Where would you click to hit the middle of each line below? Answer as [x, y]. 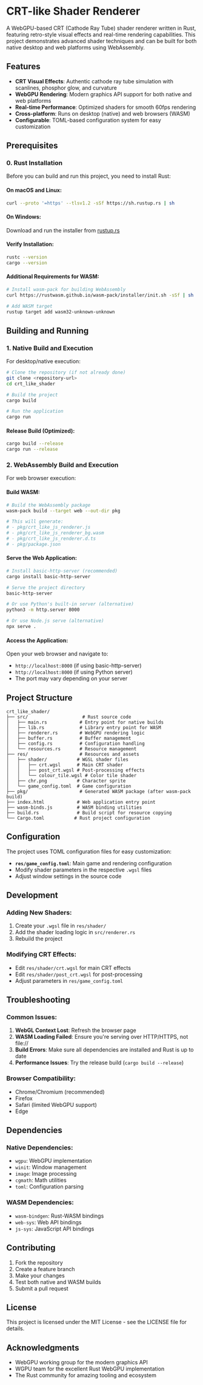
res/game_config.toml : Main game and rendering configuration [93, 863]
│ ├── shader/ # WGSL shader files [68, 759]
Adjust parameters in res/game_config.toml [69, 980]
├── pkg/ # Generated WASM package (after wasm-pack [98, 791]
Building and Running [48, 331]
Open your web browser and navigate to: [57, 654]
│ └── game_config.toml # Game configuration [69, 786]
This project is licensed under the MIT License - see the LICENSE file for [96, 1322]
